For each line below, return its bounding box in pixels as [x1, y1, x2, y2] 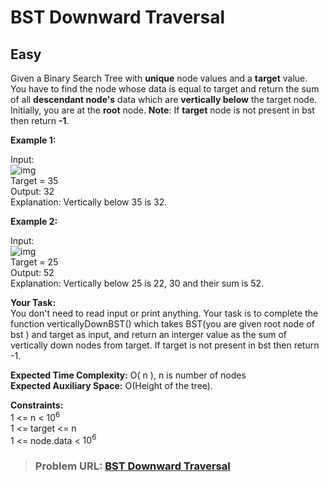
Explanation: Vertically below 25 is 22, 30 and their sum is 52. [10, 277, 265, 289]
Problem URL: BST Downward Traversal [34, 459, 231, 473]
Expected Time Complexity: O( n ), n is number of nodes [10, 369, 247, 381]
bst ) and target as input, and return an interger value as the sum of [10, 329, 287, 340]
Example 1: [10, 134, 57, 146]
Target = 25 [10, 256, 59, 268]
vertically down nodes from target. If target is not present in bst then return [10, 339, 320, 351]
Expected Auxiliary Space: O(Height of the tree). [10, 380, 213, 391]
